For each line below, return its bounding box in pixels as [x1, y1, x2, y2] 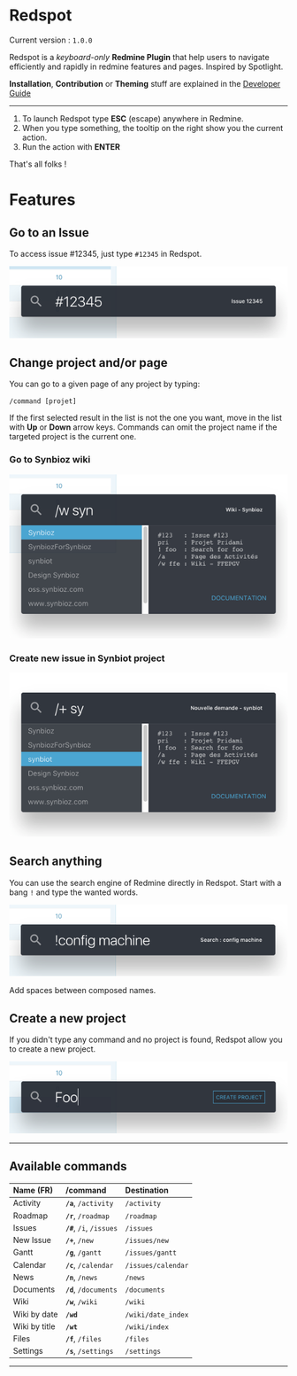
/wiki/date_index [125, 1310, 189, 1319]
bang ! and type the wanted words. [9, 887, 139, 898]
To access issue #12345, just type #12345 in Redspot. [9, 248, 202, 259]
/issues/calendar [125, 1261, 189, 1270]
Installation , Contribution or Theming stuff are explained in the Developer [9, 78, 281, 89]
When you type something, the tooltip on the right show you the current [21, 122, 284, 133]
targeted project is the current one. [9, 431, 137, 442]
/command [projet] [9, 397, 77, 406]
